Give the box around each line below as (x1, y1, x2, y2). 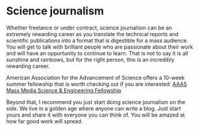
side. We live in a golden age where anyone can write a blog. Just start (6, 105, 181, 112)
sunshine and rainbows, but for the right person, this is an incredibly (6, 56, 175, 63)
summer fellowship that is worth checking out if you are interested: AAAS (6, 80, 187, 88)
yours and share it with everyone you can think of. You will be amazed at (6, 111, 185, 118)
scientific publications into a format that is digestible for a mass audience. (6, 37, 189, 44)
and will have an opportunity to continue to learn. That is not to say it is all (6, 49, 189, 56)
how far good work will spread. (6, 117, 83, 124)
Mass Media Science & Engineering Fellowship (6, 87, 122, 94)
